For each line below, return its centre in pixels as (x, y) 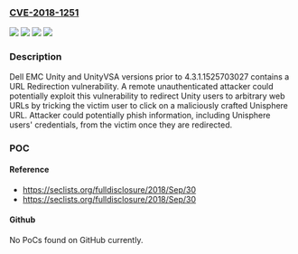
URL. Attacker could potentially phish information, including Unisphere (140, 115)
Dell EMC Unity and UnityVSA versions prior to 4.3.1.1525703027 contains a (149, 76)
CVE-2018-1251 (44, 13)
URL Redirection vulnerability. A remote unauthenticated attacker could (141, 86)
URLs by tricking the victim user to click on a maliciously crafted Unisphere (149, 105)
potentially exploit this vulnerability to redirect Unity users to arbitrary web (148, 96)
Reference (29, 170)
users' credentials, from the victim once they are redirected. (121, 125)
